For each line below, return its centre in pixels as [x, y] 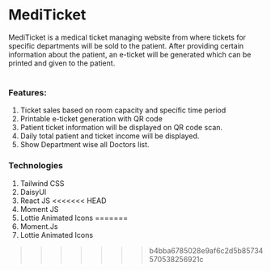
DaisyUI [33, 192]
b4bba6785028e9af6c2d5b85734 [206, 250]
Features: [28, 92]
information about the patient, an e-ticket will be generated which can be [130, 54]
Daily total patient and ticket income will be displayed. [110, 136]
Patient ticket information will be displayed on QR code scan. [121, 128]
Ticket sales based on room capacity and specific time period [123, 110]
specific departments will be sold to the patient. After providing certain [126, 45]
